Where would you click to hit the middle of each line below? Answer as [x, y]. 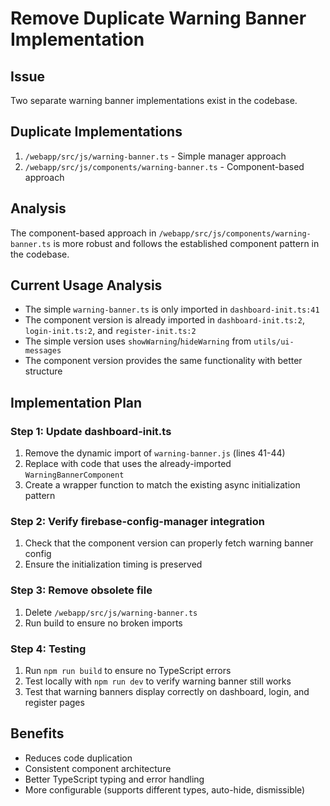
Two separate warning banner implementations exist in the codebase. [154, 100]
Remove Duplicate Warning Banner [158, 18]
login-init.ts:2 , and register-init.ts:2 [110, 331]
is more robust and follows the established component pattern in [186, 243]
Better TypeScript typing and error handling [114, 779]
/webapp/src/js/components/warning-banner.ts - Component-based [164, 166]
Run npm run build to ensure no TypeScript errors [128, 671]
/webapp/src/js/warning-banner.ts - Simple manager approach [155, 156]
